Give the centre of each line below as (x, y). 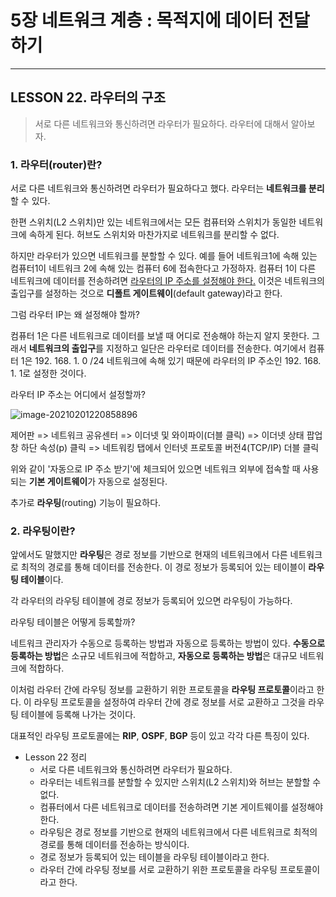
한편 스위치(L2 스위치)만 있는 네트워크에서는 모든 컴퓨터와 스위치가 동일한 (153, 222)
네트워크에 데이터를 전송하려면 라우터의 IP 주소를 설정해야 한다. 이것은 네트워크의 (167, 281)
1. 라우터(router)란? (56, 164)
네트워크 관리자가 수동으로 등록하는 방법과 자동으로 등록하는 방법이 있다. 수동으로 (168, 643)
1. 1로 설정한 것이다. (48, 373)
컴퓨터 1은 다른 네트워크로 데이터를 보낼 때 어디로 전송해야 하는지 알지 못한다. (160, 336)
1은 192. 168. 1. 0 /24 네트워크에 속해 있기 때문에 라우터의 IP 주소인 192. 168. (171, 361)
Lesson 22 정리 (56, 757)
